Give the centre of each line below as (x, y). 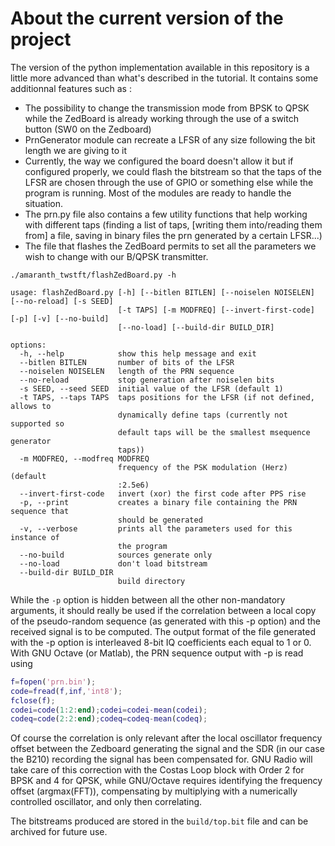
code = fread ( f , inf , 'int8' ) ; (66, 691)
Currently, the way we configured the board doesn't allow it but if (159, 161)
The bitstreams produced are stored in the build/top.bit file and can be (159, 821)
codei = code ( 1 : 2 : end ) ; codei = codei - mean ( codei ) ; (109, 710)
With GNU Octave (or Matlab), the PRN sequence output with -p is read (157, 653)
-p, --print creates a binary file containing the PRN (158, 502)
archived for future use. (59, 832)
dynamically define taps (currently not (202, 415)
